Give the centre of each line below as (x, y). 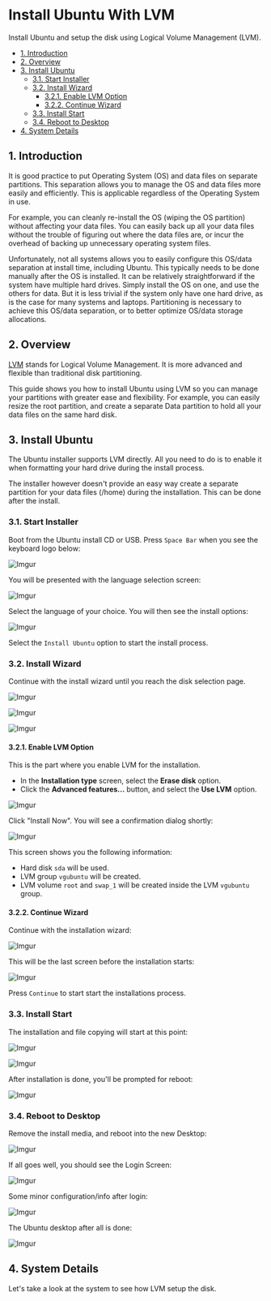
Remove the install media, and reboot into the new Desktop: (108, 1133)
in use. (19, 201)
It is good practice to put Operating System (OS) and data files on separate (133, 175)
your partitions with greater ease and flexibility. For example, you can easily (134, 397)
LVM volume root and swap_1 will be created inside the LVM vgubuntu (135, 885)
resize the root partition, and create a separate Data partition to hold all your (135, 406)
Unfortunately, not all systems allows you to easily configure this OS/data (130, 259)
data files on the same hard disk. (63, 414)
